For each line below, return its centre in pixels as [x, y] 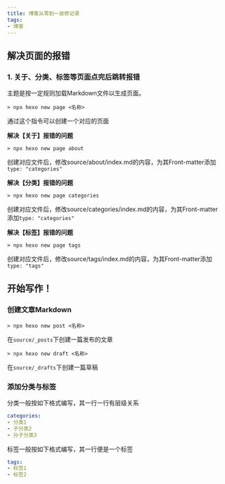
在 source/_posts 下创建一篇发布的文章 [60, 339]
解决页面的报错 [39, 56]
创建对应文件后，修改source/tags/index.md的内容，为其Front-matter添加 [110, 259]
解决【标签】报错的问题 [40, 232]
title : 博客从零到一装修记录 [43, 13]
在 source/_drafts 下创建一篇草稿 [53, 367]
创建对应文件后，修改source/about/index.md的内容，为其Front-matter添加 [112, 162]
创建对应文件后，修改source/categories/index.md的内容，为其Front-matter [112, 209]
